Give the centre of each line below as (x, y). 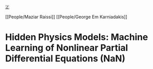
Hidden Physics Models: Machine (77, 37)
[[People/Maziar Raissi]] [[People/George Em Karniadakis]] (66, 17)
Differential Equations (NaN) (65, 59)
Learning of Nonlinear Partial (67, 48)
